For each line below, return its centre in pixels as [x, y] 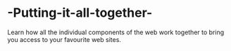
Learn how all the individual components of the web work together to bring [116, 32]
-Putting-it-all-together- [80, 13]
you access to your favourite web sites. [64, 39]
